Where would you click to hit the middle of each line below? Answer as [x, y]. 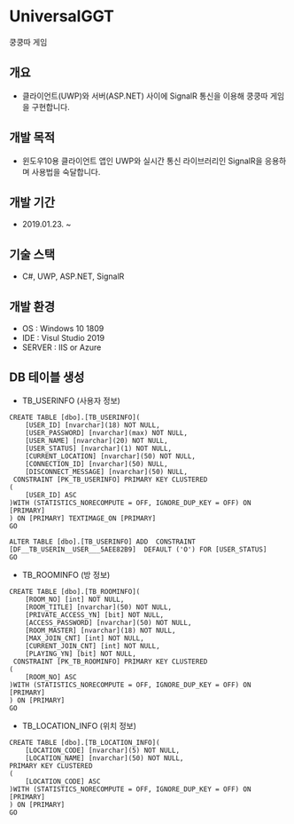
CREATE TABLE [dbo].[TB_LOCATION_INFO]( [85, 742]
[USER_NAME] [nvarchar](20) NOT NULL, [97, 440]
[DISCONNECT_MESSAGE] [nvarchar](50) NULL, [107, 471]
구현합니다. [51, 107]
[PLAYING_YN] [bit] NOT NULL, [81, 654]
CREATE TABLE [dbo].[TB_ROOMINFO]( [75, 591]
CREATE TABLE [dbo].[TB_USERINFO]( [75, 417]
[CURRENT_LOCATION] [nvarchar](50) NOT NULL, [111, 456]
